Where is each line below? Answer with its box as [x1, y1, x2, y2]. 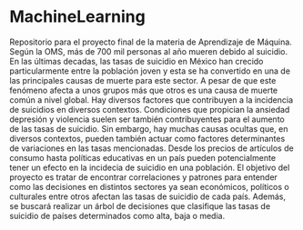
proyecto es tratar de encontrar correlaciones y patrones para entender [9, 171, 278, 183]
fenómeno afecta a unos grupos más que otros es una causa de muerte [9, 85, 278, 95]
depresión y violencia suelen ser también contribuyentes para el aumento [9, 114, 285, 125]
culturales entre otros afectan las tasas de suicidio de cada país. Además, [9, 191, 287, 202]
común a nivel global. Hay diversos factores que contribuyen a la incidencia [9, 94, 294, 105]
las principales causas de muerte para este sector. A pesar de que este [9, 75, 277, 85]
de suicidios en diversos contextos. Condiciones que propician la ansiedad [9, 104, 290, 115]
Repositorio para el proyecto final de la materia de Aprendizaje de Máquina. [9, 36, 293, 47]
